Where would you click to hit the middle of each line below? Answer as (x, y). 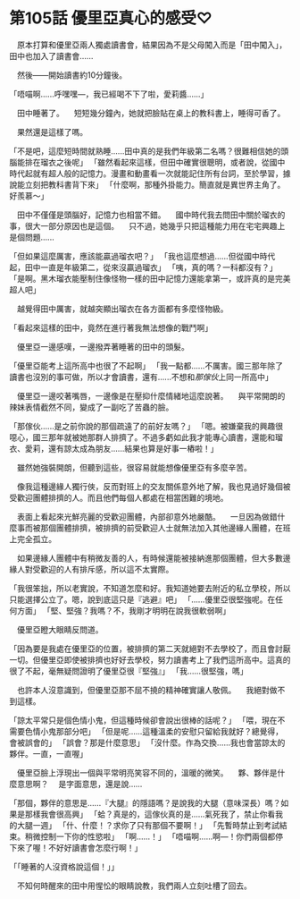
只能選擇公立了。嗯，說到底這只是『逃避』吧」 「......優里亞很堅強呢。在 (142, 599)
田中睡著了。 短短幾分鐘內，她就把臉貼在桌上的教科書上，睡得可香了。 (151, 113)
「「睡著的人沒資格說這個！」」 (64, 866)
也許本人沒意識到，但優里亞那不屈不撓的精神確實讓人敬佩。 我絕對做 (147, 690)
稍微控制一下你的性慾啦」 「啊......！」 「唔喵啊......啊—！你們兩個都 (150, 836)
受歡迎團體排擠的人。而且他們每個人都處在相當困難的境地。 (119, 497)
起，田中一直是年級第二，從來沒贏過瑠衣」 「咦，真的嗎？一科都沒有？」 (143, 267)
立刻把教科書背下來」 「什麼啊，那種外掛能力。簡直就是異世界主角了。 (155, 184)
